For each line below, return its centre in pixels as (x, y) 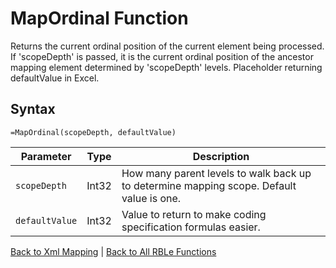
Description (221, 156)
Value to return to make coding (194, 214)
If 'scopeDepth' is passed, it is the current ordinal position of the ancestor (162, 56)
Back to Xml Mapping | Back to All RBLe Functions (113, 251)
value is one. (151, 198)
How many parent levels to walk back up (216, 173)
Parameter (46, 156)
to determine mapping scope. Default (209, 185)
